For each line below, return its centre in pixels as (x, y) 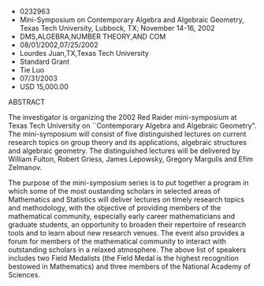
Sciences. (24, 275)
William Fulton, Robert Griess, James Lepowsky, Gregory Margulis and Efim (131, 159)
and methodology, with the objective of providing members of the (115, 208)
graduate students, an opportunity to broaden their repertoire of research (127, 225)
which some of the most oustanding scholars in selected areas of (114, 191)
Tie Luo (32, 70)
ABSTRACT (27, 102)
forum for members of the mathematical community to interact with (117, 241)
